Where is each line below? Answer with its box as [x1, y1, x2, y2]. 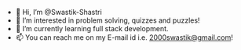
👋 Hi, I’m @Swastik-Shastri [15, 8, 102, 16]
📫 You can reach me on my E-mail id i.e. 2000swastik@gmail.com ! [15, 33, 233, 42]
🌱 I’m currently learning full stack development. [15, 24, 169, 33]
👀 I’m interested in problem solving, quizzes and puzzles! [15, 16, 200, 25]
